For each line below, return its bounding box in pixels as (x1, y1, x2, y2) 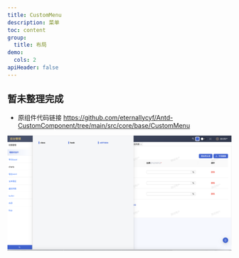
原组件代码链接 (17, 113, 62, 122)
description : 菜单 (7, 18, 60, 26)
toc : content (7, 26, 46, 33)
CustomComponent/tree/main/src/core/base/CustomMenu (17, 121, 191, 129)
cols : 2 (14, 57, 37, 64)
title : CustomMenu (7, 11, 62, 18)
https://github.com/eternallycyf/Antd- (63, 113, 174, 122)
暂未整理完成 (7, 93, 64, 105)
